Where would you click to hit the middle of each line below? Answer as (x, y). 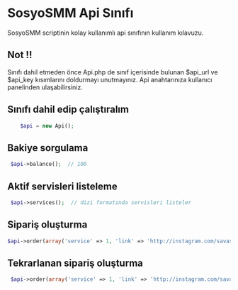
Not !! (20, 55)
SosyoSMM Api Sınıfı (70, 13)
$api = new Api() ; (47, 126)
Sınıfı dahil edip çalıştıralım (68, 110)
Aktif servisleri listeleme (63, 186)
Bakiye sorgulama (48, 148)
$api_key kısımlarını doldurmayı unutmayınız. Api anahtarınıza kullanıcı (110, 79)
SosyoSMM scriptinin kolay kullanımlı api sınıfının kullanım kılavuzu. (106, 33)
